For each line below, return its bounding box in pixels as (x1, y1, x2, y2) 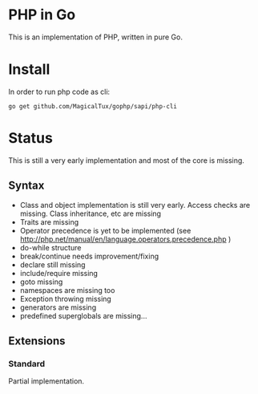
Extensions (8, 335, 66, 348)
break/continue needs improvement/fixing (19, 251, 159, 261)
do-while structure (19, 242, 82, 252)
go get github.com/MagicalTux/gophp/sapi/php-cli (8, 102, 178, 110)
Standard (8, 358, 46, 369)
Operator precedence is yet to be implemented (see (19, 225, 191, 235)
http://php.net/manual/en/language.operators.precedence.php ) (19, 234, 232, 244)
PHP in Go (8, 6, 76, 24)
